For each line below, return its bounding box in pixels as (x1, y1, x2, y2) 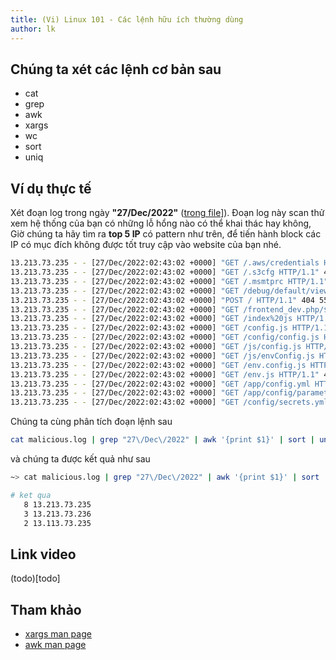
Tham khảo (10, 601, 82, 618)
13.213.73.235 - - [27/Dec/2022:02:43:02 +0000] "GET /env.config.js (10, 360, 307, 370)
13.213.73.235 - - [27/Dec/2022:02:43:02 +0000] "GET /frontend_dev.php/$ (10, 304, 329, 315)
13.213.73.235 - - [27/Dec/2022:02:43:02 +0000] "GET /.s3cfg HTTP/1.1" (10, 267, 320, 277)
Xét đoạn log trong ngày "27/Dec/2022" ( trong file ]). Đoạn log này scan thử (10, 207, 325, 219)
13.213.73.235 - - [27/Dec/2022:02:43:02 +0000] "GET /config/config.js (10, 332, 320, 343)
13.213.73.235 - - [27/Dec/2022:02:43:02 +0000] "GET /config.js (10, 323, 288, 333)
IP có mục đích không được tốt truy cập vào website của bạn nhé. (10, 239, 282, 251)
